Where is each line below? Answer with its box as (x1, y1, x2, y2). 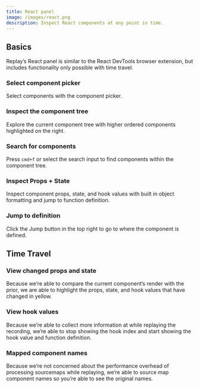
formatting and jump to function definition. (6, 197, 110, 204)
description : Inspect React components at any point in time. (6, 20, 164, 26)
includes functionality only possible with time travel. (6, 64, 133, 72)
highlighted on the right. (6, 127, 66, 134)
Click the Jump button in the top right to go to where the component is (6, 225, 179, 232)
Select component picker (6, 79, 80, 87)
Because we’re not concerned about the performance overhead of (6, 362, 169, 370)
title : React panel (6, 8, 55, 15)
